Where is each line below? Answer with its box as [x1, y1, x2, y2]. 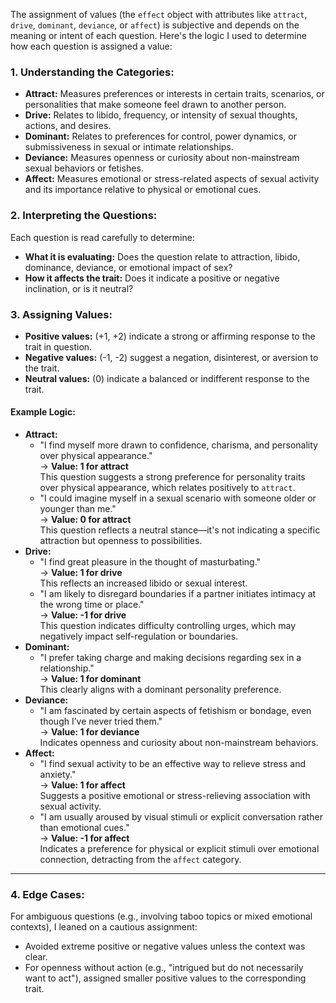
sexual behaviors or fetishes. [24, 162, 144, 174]
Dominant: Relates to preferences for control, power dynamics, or [24, 130, 297, 143]
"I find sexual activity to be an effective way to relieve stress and [39, 758, 307, 770]
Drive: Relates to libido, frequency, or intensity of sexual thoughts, [24, 109, 298, 121]
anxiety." [39, 769, 77, 781]
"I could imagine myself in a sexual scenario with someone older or [39, 492, 317, 504]
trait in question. [24, 340, 93, 353]
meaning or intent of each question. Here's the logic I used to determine [10, 30, 307, 41]
